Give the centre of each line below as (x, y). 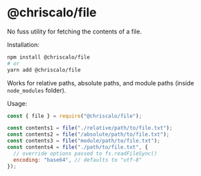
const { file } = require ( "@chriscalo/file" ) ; (75, 116)
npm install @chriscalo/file (49, 57)
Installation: (23, 44)
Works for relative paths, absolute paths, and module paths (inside (101, 83)
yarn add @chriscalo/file (44, 70)
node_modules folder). (37, 90)
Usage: (17, 103)
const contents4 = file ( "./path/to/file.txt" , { (78, 147)
